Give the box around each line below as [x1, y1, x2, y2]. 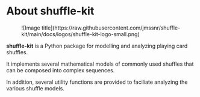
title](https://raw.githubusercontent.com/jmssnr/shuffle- [41, 24, 181, 31]
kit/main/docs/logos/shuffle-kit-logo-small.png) [21, 30, 140, 37]
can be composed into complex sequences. [6, 66, 115, 74]
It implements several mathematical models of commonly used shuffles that [6, 60, 194, 67]
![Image [21, 24, 40, 31]
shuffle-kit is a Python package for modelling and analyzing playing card [6, 42, 188, 49]
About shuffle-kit [6, 4, 95, 18]
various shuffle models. [6, 84, 64, 92]
